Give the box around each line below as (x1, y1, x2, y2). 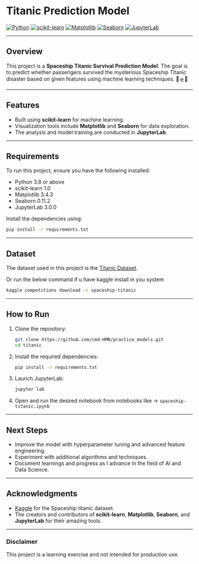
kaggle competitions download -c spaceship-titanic (6, 288, 136, 294)
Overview (6, 46, 43, 57)
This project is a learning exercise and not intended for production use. (6, 551, 179, 558)
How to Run (6, 310, 50, 320)
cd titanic (14, 342, 42, 348)
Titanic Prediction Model (6, 4, 130, 18)
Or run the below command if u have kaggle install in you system (6, 276, 165, 283)
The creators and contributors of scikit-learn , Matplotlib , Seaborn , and (14, 511, 190, 518)
